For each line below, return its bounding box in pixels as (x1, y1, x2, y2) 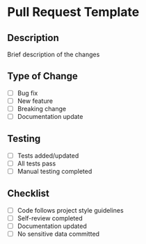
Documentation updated (17, 222, 87, 230)
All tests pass (17, 159, 56, 168)
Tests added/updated (17, 151, 79, 160)
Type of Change (7, 70, 78, 82)
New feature (17, 97, 54, 105)
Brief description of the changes (7, 50, 100, 58)
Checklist (7, 188, 50, 200)
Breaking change (17, 104, 67, 113)
